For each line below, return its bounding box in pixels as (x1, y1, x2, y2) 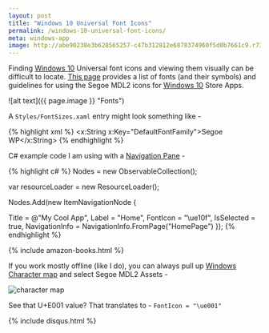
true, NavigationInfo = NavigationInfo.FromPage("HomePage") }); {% (8, 222, 235, 231)
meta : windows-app (8, 34, 70, 42)
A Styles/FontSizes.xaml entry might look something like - (8, 111, 202, 121)
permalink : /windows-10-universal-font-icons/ (8, 26, 167, 34)
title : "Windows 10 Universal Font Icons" (8, 19, 152, 27)
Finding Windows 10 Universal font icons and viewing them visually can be (8, 63, 255, 73)
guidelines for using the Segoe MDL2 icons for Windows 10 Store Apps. (8, 81, 244, 90)
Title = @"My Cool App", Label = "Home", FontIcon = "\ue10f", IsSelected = (8, 213, 256, 223)
